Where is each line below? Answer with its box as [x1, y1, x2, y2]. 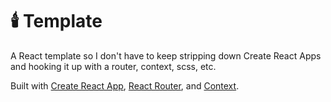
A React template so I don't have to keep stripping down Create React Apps [10, 49, 322, 62]
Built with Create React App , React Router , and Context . [10, 79, 240, 92]
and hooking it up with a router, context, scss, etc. [10, 60, 217, 72]
